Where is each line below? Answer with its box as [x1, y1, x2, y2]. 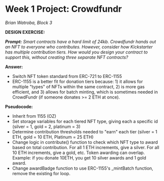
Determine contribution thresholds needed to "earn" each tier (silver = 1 [12, 129, 158, 134]
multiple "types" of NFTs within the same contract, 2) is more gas [12, 83, 145, 89]
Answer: [5, 64, 23, 70]
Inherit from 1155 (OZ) [12, 113, 56, 119]
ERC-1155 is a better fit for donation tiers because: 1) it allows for [12, 78, 143, 84]
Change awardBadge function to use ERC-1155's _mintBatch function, [12, 165, 154, 171]
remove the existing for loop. [12, 170, 71, 176]
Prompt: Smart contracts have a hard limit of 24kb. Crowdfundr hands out [5, 38, 156, 45]
